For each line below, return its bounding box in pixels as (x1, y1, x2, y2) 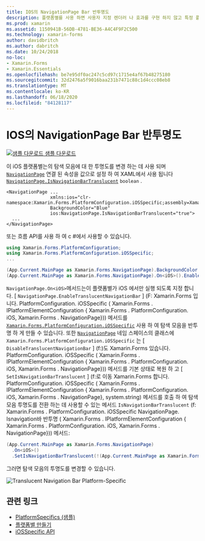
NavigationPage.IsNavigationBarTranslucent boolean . (6, 177, 142, 184)
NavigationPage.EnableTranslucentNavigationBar (17, 293, 142, 300)
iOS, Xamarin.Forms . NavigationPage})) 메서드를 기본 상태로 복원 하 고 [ (6, 365, 183, 372)
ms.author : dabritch (6, 43, 59, 50)
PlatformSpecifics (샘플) (15, 513, 76, 521)
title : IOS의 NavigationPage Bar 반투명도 (6, 9, 110, 15)
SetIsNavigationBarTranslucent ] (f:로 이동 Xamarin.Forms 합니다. (6, 372, 170, 380)
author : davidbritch (6, 37, 59, 43)
